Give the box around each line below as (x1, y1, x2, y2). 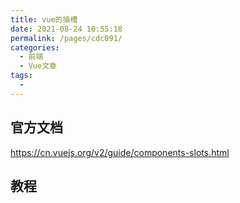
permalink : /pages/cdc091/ (10, 33, 123, 43)
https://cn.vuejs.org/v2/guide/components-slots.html (10, 146, 230, 158)
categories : (10, 42, 60, 53)
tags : (10, 71, 33, 81)
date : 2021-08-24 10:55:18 (10, 24, 123, 34)
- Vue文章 (19, 61, 57, 71)
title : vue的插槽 (10, 14, 78, 25)
